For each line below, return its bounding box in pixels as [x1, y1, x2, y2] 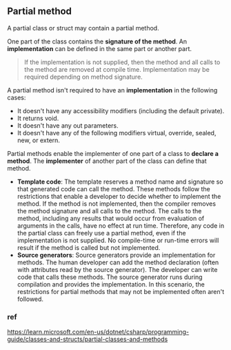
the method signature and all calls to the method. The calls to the [17, 206, 202, 215]
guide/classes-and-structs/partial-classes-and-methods [7, 335, 168, 344]
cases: [7, 93, 26, 101]
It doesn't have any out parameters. [17, 121, 119, 130]
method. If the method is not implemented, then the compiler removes [17, 200, 216, 208]
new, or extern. [17, 136, 61, 144]
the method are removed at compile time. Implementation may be [23, 65, 210, 73]
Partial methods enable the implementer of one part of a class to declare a [7, 149, 219, 157]
